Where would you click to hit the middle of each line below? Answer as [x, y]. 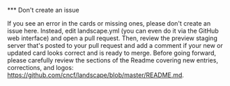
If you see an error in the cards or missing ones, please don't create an [109, 23]
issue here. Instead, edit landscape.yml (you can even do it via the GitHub [113, 31]
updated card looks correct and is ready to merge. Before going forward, [112, 53]
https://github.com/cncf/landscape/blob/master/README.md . [96, 75]
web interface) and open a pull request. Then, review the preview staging [112, 38]
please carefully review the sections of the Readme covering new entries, [113, 60]
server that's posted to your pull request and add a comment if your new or [115, 45]
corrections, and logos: [40, 68]
